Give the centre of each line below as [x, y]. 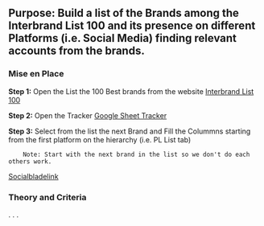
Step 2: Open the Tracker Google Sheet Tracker [88, 115]
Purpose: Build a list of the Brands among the [124, 13]
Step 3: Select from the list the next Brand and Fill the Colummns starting [130, 131]
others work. [30, 161]
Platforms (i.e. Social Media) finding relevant [123, 38]
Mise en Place [36, 74]
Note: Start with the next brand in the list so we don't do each [136, 154]
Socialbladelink [33, 176]
